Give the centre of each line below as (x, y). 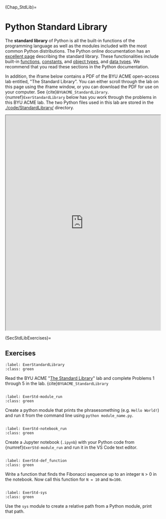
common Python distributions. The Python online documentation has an (78, 51)
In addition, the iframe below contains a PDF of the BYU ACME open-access (82, 76)
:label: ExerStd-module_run (34, 397)
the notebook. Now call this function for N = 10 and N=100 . (63, 479)
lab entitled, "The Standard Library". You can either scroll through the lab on (82, 81)
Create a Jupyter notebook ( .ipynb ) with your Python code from (70, 442)
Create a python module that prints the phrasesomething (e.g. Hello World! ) (82, 410)
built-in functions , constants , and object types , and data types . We (72, 61)
